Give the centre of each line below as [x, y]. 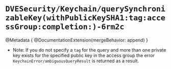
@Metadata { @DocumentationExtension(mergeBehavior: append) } [77, 40]
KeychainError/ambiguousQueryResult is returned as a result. [76, 61]
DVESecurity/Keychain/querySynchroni [86, 9]
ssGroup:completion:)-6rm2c [65, 27]
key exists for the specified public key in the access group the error [83, 55]
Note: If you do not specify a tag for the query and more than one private [89, 50]
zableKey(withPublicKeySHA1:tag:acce [86, 18]
